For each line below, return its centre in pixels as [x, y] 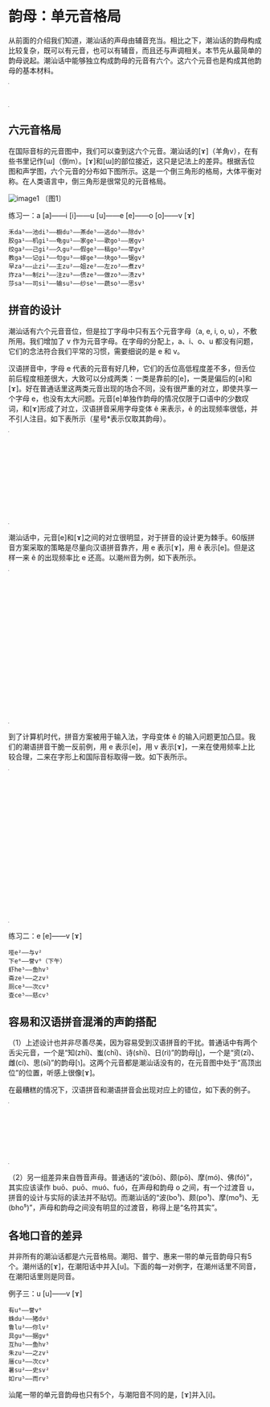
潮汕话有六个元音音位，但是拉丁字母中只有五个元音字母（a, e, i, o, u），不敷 [133, 331]
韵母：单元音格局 [65, 17]
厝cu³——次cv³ [29, 1362]
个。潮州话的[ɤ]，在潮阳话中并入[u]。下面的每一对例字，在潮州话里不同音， [134, 1267]
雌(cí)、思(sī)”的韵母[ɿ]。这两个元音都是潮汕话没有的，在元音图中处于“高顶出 [135, 1062]
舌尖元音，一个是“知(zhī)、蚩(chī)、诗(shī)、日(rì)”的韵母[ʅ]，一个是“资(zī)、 [133, 1053]
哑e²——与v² [25, 952]
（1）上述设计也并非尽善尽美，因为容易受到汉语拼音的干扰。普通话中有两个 [133, 1042]
